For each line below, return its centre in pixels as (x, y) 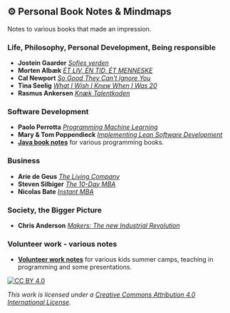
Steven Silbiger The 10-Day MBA (67, 184)
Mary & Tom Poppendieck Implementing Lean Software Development (120, 135)
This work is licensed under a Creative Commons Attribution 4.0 (101, 294)
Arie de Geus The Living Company (69, 176)
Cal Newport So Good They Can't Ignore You (84, 78)
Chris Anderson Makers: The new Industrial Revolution (99, 225)
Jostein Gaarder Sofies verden (63, 63)
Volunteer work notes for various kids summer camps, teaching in (115, 260)
